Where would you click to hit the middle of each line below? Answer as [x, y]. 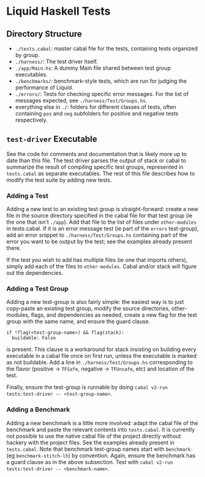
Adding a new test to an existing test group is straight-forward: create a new [102, 209]
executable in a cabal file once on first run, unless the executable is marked [102, 356]
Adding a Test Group [38, 289]
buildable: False [34, 338]
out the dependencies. [35, 273]
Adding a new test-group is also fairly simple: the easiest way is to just [95, 302]
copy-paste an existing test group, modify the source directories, [88, 309]
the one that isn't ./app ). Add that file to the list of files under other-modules [102, 222]
